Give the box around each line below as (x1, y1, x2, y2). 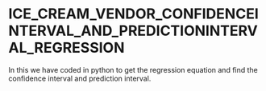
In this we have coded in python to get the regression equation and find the (8, 65, 258, 74)
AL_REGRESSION (8, 39, 125, 57)
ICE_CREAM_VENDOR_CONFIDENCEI (8, 5, 260, 23)
